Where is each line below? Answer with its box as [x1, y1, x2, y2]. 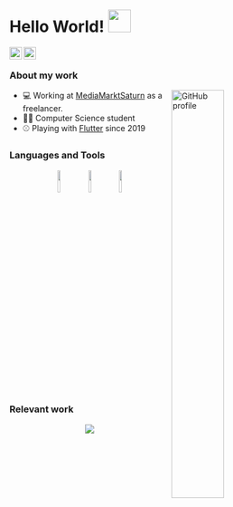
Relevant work [9, 403, 74, 416]
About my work [9, 69, 79, 81]
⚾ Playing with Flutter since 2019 [22, 123, 146, 134]
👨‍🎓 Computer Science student [22, 113, 135, 124]
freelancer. [22, 103, 63, 114]
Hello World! [9, 16, 105, 37]
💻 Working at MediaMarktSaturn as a [22, 91, 163, 101]
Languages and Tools [9, 149, 106, 162]
